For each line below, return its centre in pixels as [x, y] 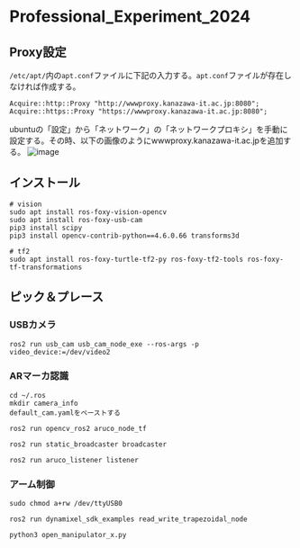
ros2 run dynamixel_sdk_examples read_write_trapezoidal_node [128, 519]
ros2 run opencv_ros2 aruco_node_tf [78, 428]
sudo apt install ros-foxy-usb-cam [76, 220]
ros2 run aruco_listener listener [74, 460]
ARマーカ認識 [39, 376]
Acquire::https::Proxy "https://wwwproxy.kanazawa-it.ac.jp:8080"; [139, 112]
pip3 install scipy [46, 228]
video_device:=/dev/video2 [60, 352]
